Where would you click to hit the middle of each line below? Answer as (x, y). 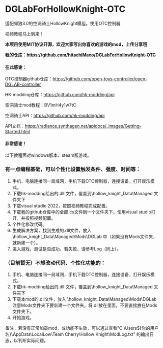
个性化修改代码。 (29, 224)
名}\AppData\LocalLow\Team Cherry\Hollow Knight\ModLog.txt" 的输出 (77, 334)
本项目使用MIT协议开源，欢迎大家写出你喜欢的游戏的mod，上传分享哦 (76, 44)
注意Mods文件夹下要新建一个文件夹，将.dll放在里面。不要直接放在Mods (85, 305)
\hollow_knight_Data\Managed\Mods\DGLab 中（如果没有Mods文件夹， (85, 236)
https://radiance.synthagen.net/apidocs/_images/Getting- (83, 126)
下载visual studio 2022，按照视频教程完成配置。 (61, 206)
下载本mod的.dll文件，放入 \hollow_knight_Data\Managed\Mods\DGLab (84, 299)
